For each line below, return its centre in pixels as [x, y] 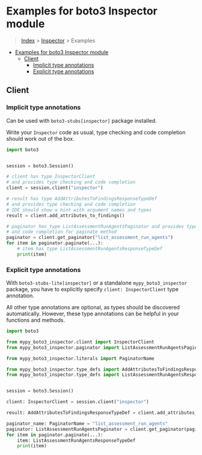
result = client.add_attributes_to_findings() [66, 215]
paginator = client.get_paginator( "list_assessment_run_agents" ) [90, 238]
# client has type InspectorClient [51, 177]
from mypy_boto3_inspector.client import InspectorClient [80, 342]
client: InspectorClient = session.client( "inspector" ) [78, 402]
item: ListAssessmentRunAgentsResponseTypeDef [76, 441]
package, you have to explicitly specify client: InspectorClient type [93, 289]
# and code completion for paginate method [62, 232]
